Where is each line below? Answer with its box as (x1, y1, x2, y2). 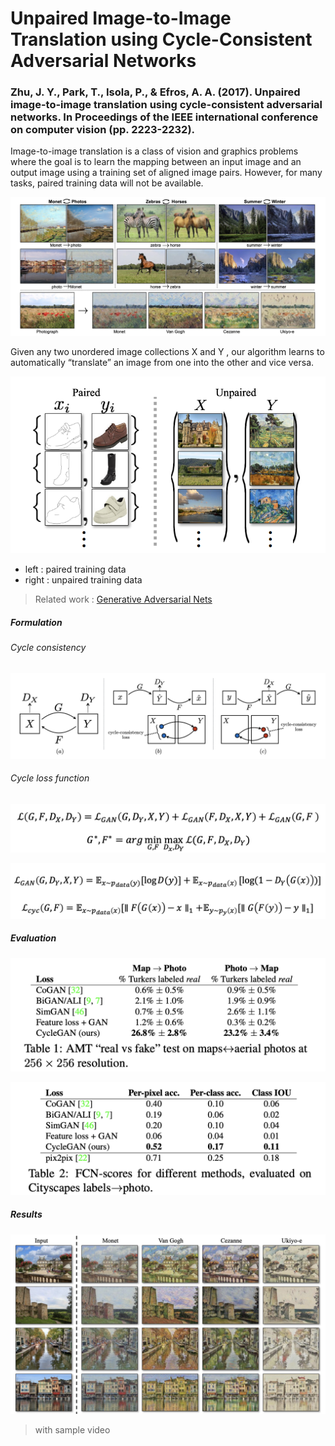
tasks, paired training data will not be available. (10, 177, 204, 189)
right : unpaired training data (24, 574, 143, 586)
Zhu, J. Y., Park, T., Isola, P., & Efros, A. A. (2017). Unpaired (10, 85, 301, 99)
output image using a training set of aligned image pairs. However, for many (10, 167, 323, 179)
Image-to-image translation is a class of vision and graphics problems (10, 145, 299, 157)
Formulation (10, 616, 63, 628)
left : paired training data (24, 563, 127, 576)
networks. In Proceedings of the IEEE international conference (10, 110, 319, 124)
